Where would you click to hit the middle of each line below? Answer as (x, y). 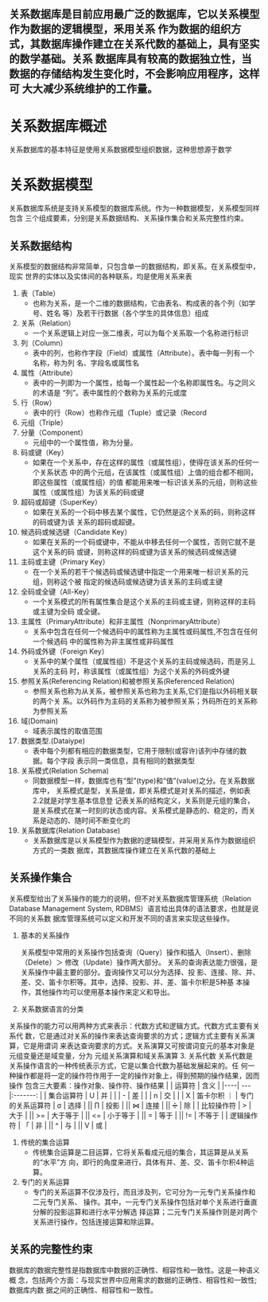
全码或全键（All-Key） (57, 592)
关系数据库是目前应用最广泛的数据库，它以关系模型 (134, 14)
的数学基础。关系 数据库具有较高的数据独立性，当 (130, 59)
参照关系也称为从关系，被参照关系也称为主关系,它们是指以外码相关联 (145, 692)
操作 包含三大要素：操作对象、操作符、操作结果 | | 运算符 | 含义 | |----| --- (130, 1086)
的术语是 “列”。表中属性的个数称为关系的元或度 (110, 393)
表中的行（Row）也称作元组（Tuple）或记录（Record (120, 413)
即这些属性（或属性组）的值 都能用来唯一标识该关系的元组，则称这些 (145, 482)
